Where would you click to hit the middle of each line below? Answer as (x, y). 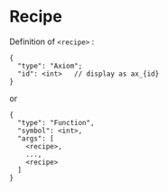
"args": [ (36, 138)
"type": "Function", (56, 123)
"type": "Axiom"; (50, 66)
